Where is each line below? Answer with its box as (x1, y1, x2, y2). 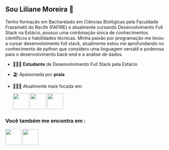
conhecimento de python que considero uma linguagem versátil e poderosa (5, 45, 164, 52)
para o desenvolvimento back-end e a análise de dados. (5, 51, 123, 57)
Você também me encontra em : (5, 117, 86, 124)
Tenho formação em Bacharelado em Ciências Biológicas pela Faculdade (5, 18, 159, 24)
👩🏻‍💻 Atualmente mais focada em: (12, 83, 83, 89)
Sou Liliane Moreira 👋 (5, 5, 74, 14)
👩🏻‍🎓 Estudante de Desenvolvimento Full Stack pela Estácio (12, 61, 138, 67)
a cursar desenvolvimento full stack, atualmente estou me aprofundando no (5, 40, 164, 46)
